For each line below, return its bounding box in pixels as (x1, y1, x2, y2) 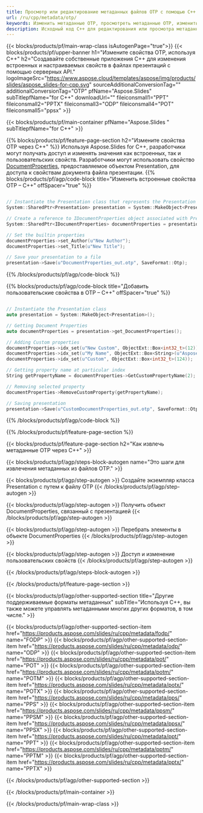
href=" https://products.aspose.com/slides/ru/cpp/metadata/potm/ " (6, 668, 174, 676)
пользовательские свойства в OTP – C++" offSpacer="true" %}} (6, 289, 171, 296)
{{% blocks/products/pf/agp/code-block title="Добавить (6, 283, 149, 290)
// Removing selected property (6, 383, 85, 390)
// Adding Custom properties (6, 339, 80, 346)
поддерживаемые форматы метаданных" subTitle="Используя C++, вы (6, 598, 191, 606)
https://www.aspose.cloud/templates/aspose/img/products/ (47, 75, 196, 82)
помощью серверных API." (6, 68, 76, 76)
